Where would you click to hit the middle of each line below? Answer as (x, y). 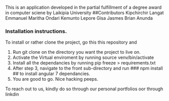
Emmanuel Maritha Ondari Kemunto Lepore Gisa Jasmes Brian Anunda (79, 18)
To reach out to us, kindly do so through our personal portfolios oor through (84, 89)
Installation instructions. (36, 31)
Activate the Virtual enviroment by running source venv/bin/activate (83, 57)
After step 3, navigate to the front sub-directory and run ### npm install (88, 69)
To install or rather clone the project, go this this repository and (71, 42)
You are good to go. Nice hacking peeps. (55, 79)
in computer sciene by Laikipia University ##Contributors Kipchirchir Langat (84, 13)
